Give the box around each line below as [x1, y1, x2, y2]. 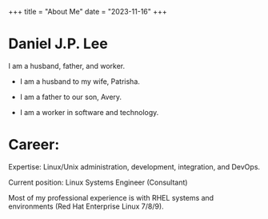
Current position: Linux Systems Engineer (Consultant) [8, 177, 188, 187]
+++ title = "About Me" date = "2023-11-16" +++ [8, 7, 168, 16]
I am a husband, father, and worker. [8, 61, 126, 70]
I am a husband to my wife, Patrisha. [19, 76, 140, 86]
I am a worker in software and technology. [19, 107, 159, 117]
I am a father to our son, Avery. [19, 92, 122, 102]
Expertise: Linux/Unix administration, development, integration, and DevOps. [8, 161, 261, 171]
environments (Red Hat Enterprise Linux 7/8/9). [8, 201, 164, 211]
